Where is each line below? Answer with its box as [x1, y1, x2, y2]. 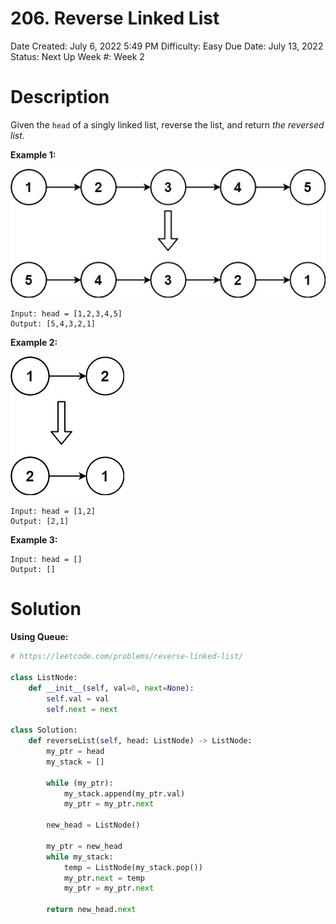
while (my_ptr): [46, 778, 114, 788]
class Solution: [10, 725, 78, 736]
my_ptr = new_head [46, 841, 123, 851]
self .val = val [46, 693, 110, 704]
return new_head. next [46, 905, 137, 915]
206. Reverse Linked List [10, 7, 220, 30]
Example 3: [10, 534, 58, 546]
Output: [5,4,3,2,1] [10, 319, 97, 329]
